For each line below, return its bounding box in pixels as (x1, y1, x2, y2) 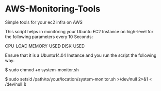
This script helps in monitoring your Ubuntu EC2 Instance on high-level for (5, 28, 154, 34)
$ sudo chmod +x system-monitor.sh (5, 66, 79, 73)
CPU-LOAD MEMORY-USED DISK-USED (5, 43, 85, 49)
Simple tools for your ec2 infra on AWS (5, 19, 83, 25)
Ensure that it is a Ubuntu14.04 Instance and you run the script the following (5, 52, 157, 58)
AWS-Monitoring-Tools (5, 3, 100, 14)
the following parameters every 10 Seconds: (5, 34, 93, 39)
